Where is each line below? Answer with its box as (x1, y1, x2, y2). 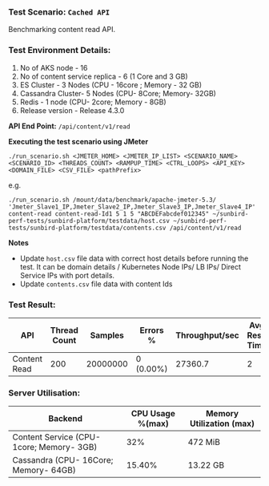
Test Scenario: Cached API (8, 6, 110, 18)
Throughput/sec (175, 330, 239, 341)
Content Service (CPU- (12, 431, 102, 443)
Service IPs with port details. (19, 270, 114, 280)
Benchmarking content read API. (8, 25, 116, 34)
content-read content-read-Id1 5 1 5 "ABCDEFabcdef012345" (8, 209, 210, 218)
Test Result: (8, 299, 56, 310)
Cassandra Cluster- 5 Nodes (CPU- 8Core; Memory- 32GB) (19, 88, 216, 98)
